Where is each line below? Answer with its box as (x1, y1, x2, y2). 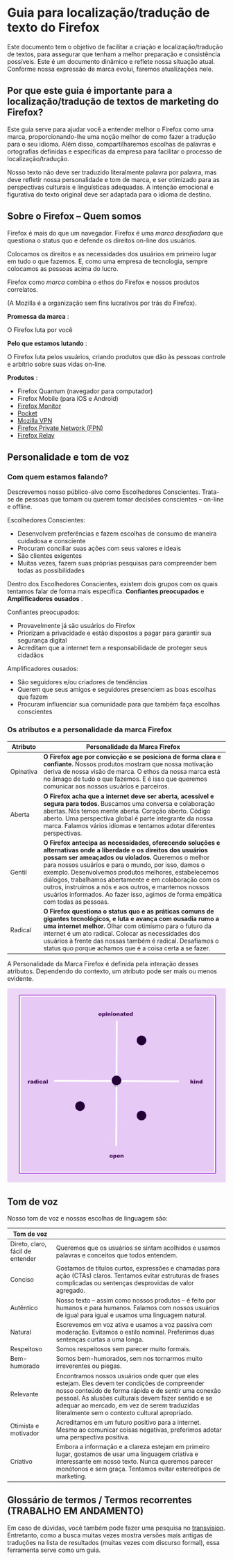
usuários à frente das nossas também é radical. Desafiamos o (43, 936, 219, 945)
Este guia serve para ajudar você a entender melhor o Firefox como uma (7, 125, 214, 133)
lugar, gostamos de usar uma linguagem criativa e (55, 1450, 199, 1458)
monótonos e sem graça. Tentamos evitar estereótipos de (55, 1464, 221, 1473)
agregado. (55, 1287, 85, 1295)
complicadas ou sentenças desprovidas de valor (55, 1279, 194, 1287)
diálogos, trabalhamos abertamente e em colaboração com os (43, 875, 221, 884)
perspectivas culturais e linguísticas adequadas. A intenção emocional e (7, 183, 214, 191)
